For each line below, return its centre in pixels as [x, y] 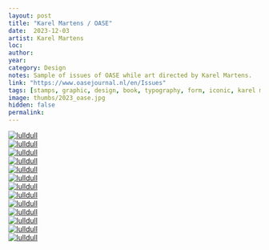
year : [17, 61]
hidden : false [32, 105]
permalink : [26, 113]
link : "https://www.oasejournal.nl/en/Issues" [87, 83]
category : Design [37, 68]
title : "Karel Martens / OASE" [60, 23]
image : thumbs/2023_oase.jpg [57, 98]
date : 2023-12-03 [39, 30]
